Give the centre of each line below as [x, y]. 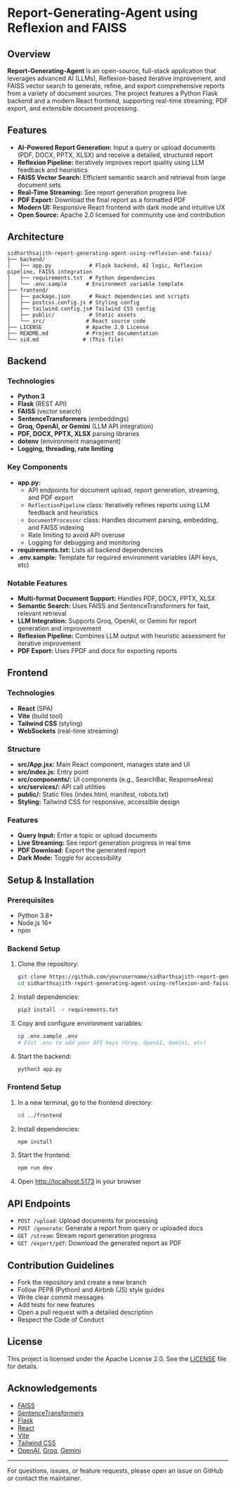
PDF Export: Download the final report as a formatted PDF [101, 199]
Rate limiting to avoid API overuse [76, 535]
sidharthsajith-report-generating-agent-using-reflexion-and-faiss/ [110, 253]
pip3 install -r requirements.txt [68, 1010]
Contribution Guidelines [61, 1265]
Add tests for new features [56, 1304]
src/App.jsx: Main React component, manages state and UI [104, 764]
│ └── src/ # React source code [77, 321]
